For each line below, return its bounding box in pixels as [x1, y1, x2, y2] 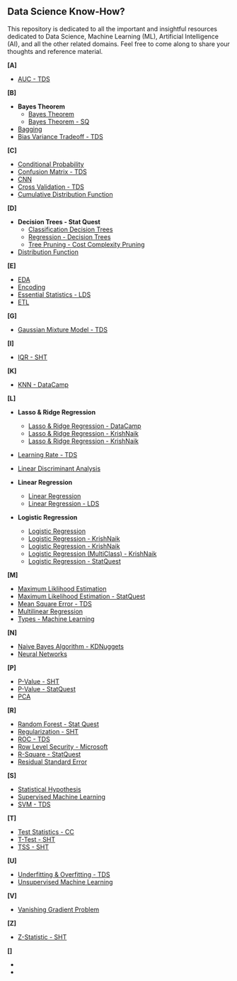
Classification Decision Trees [28, 225, 113, 234]
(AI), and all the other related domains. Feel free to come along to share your [7, 39, 230, 48]
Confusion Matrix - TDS [17, 167, 87, 176]
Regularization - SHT [17, 727, 79, 735]
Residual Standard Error [17, 757, 87, 766]
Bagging [17, 124, 42, 133]
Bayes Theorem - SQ [28, 117, 90, 126]
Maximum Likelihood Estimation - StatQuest [17, 592, 146, 601]
